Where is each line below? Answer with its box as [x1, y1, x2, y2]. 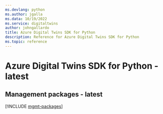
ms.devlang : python [5, 7, 45, 12]
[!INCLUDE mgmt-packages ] [5, 103, 63, 109]
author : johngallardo [5, 26, 50, 30]
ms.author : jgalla [5, 12, 43, 17]
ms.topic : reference [5, 39, 48, 44]
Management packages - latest [5, 90, 103, 99]
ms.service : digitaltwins [5, 21, 58, 26]
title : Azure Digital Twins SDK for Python [5, 30, 96, 35]
